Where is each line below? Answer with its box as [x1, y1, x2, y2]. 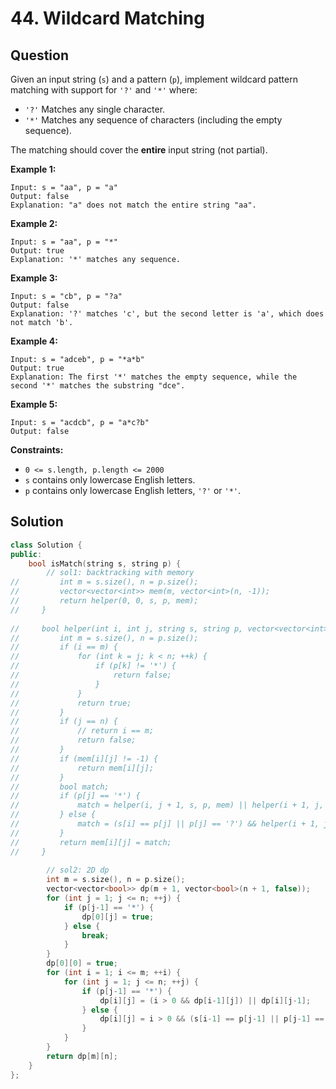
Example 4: [10, 335, 58, 347]
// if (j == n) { [10, 717, 118, 727]
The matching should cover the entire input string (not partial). [10, 144, 268, 156]
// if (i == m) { [10, 642, 118, 652]
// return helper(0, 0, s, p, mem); [10, 596, 199, 606]
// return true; [10, 698, 132, 708]
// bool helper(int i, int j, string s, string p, [10, 623, 244, 634]
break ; [81, 930, 110, 941]
